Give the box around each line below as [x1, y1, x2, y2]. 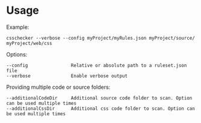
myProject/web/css [6, 40, 52, 46]
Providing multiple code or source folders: [6, 83, 111, 91]
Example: [6, 23, 29, 31]
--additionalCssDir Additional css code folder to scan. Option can [6, 106, 196, 112]
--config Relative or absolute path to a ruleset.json [6, 62, 187, 68]
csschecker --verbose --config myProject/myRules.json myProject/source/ [6, 35, 196, 41]
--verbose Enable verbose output [6, 73, 128, 79]
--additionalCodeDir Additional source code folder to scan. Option [6, 95, 193, 101]
